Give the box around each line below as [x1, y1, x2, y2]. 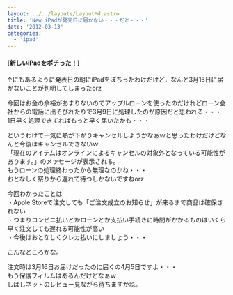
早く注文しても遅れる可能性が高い [7, 225, 104, 233]
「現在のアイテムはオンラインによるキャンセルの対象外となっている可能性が [7, 149, 226, 157]
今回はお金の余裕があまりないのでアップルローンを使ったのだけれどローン [7, 99, 220, 107]
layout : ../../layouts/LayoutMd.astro [7, 10, 120, 17]
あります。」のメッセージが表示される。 [7, 158, 120, 166]
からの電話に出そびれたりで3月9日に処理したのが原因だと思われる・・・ [13, 107, 222, 116]
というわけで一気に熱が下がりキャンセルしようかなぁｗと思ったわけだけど [7, 131, 220, 139]
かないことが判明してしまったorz [7, 84, 102, 93]
